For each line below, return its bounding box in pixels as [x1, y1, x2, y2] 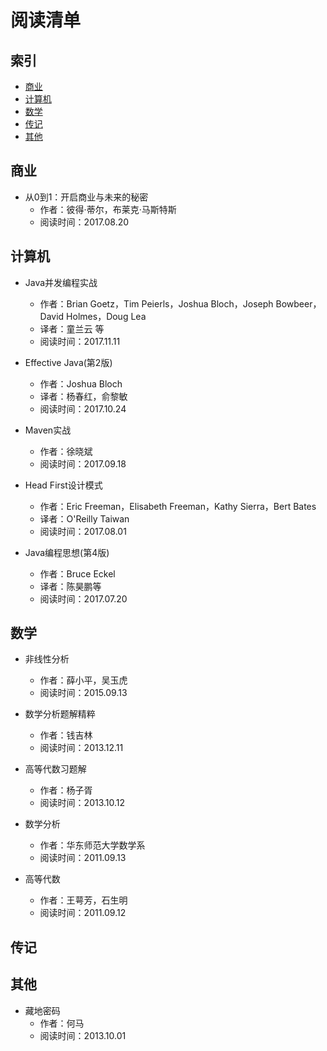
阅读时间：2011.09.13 [39, 852, 127, 864]
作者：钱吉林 [39, 729, 93, 741]
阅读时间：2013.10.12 [39, 797, 126, 809]
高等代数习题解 [24, 763, 87, 775]
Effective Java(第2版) [24, 356, 113, 368]
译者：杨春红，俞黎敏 [39, 390, 128, 402]
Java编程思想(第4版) [24, 546, 110, 558]
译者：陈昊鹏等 [39, 580, 102, 592]
